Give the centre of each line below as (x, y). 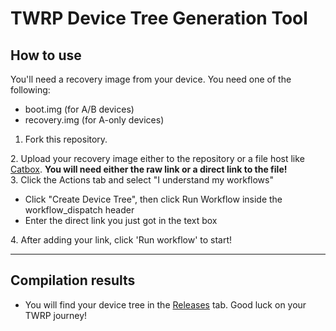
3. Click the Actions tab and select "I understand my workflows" (142, 180)
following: (30, 90)
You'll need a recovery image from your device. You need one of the (151, 79)
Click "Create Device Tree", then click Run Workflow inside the (153, 199)
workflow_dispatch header (79, 210)
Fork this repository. (66, 139)
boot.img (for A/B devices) (79, 109)
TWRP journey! (56, 315)
